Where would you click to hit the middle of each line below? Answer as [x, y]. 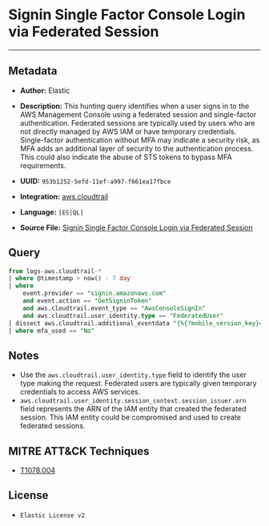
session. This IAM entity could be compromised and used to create [130, 417]
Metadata [33, 71]
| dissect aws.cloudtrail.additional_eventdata [89, 323]
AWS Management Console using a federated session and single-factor [138, 114]
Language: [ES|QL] [52, 212]
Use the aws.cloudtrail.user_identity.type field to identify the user [133, 375]
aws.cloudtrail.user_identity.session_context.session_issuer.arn [133, 401]
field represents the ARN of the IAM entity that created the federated [133, 409]
